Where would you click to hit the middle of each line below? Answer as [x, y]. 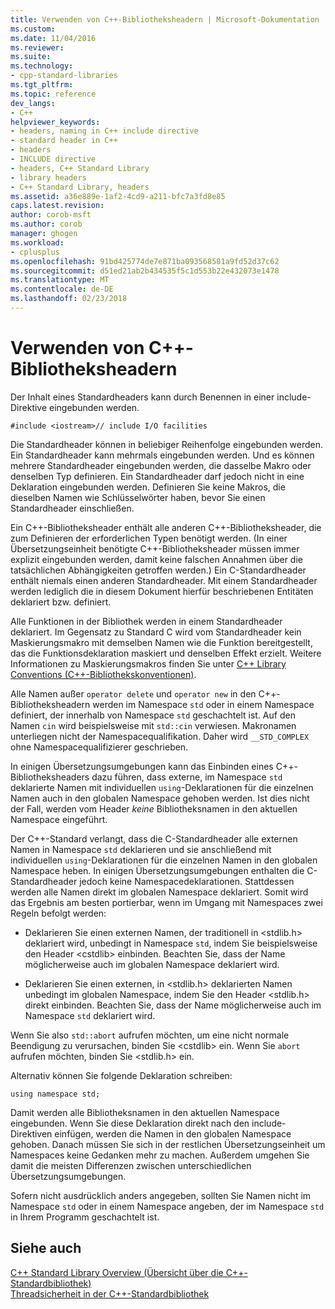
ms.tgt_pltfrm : [42, 85]
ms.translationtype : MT [60, 280]
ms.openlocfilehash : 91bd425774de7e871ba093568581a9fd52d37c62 [145, 261]
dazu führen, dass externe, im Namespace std [187, 777]
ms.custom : [33, 29]
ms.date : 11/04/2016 [53, 38]
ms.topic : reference [53, 94]
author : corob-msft [51, 215]
